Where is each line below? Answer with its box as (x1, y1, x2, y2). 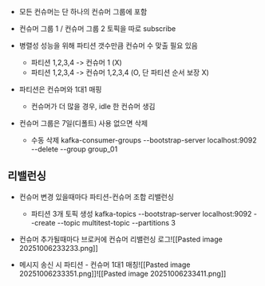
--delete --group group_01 (30, 144, 118, 154)
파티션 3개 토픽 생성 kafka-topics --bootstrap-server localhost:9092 (30, 209, 252, 218)
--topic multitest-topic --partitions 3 (57, 217, 176, 227)
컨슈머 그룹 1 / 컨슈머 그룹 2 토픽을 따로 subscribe (18, 24, 176, 33)
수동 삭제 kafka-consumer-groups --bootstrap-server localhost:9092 (30, 135, 257, 145)
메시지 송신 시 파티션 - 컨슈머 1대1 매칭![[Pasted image (18, 260, 191, 269)
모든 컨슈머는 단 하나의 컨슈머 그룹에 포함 (18, 7, 148, 16)
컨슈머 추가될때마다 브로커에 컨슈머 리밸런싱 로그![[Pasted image (18, 234, 223, 244)
